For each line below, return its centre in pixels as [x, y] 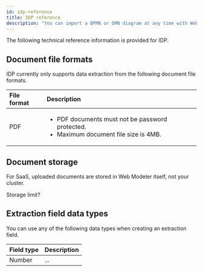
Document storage [42, 162]
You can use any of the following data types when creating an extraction [96, 228]
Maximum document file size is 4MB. [109, 134]
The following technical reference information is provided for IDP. [88, 41]
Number [21, 260]
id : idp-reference [29, 12]
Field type [24, 250]
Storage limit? [23, 195]
